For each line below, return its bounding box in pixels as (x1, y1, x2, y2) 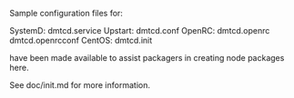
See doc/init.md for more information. (9, 80, 150, 90)
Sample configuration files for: (9, 8, 123, 18)
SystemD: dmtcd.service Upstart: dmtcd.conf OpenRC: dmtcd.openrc (9, 25, 270, 35)
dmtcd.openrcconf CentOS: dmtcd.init (9, 35, 153, 45)
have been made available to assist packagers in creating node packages (9, 53, 285, 63)
